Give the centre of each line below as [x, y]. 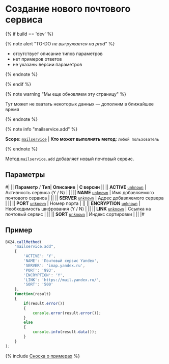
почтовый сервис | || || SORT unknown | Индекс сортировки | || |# [75, 214]
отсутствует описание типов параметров [58, 54]
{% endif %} [18, 84]
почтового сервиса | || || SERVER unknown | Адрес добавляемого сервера [84, 198]
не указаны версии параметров [47, 64]
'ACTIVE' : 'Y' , [40, 256]
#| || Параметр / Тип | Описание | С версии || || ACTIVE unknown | [76, 187]
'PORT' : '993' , [40, 270]
